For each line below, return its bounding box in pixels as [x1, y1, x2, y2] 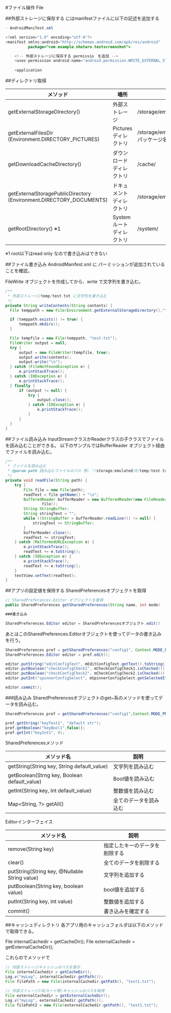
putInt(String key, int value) [8, 898, 73, 905]
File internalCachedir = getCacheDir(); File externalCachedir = [5, 938, 135, 945]
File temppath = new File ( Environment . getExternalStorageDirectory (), [10, 308, 163, 313]
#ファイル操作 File [5, 5, 44, 10]
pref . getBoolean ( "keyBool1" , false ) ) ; [5, 725, 85, 730]
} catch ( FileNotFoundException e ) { [10, 364, 90, 370]
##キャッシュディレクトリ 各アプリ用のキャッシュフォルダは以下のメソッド [5, 922, 164, 928]
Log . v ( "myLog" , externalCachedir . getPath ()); [5, 998, 103, 1003]
